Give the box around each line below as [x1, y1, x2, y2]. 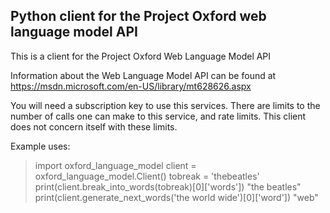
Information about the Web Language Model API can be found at [10, 69, 277, 81]
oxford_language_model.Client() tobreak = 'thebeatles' [34, 170, 260, 182]
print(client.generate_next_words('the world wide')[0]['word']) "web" [34, 191, 319, 203]
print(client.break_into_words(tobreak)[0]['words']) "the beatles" [34, 180, 302, 193]
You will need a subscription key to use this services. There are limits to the [10, 99, 321, 111]
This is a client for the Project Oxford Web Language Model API [10, 50, 272, 62]
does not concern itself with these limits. [10, 120, 178, 133]
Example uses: [10, 140, 71, 152]
